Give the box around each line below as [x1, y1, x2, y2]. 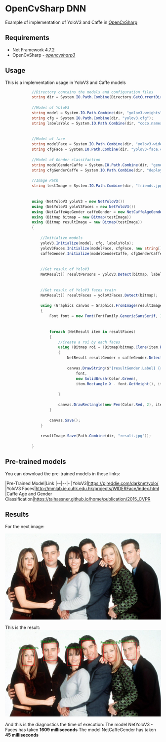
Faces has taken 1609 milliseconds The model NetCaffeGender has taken [5, 727, 156, 733]
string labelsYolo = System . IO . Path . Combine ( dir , [31, 121, 136, 126]
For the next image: [5, 523, 45, 529]
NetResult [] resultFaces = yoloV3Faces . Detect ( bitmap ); [40, 292, 158, 298]
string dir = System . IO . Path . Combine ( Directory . [31, 95, 134, 100]
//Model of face [31, 136, 65, 141]
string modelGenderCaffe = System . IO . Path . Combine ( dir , [31, 163, 149, 167]
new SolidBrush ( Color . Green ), [76, 376, 138, 381]
